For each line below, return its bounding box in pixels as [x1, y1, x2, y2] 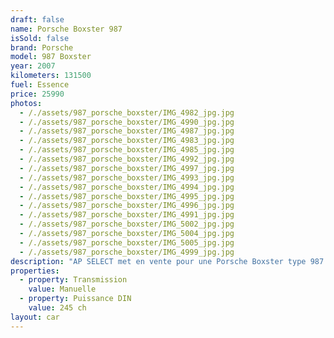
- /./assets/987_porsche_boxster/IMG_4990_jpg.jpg [19, 117, 235, 127]
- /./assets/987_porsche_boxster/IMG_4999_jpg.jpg [19, 247, 235, 257]
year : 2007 [10, 61, 56, 71]
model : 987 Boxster [10, 52, 92, 62]
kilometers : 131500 [10, 71, 92, 81]
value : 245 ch [28, 303, 87, 313]
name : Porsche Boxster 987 [10, 24, 123, 34]
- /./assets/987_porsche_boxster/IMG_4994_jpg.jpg [19, 182, 235, 192]
